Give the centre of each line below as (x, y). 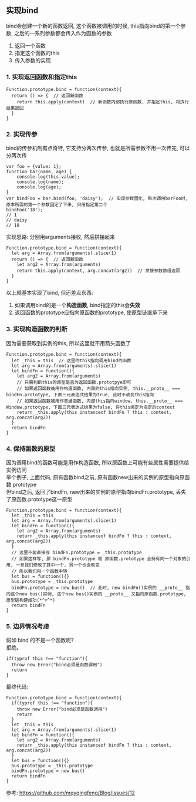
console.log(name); (40, 182)
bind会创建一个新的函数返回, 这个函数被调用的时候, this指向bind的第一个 (93, 26)
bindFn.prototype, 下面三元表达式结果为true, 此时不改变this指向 (80, 395)
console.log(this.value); (48, 177)
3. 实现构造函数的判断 (37, 329)
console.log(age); (39, 187)
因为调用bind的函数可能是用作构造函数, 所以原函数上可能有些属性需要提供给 (98, 462)
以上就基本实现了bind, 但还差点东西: (50, 293)
